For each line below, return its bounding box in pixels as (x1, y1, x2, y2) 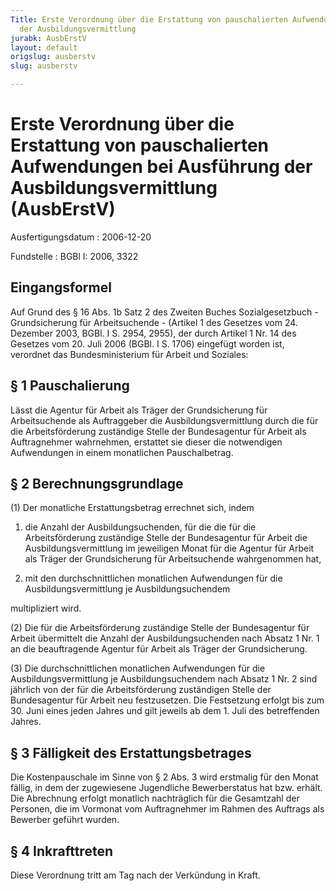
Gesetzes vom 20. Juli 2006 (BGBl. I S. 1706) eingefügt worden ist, (10, 337, 285, 350)
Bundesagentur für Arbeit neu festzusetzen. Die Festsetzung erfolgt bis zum (10, 694, 325, 706)
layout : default (10, 42, 78, 53)
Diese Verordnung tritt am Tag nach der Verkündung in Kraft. (10, 869, 261, 881)
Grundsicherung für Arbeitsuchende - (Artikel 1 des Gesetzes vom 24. (10, 316, 298, 328)
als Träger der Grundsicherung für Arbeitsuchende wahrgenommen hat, (24, 553, 322, 565)
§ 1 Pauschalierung (10, 377, 130, 395)
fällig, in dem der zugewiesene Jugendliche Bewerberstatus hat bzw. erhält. (10, 782, 323, 794)
